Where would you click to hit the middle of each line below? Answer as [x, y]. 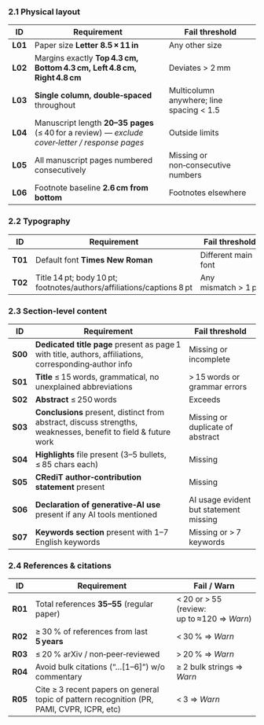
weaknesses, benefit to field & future [103, 432]
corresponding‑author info [84, 364]
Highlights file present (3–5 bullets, [101, 455]
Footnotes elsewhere [207, 193]
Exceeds [205, 399]
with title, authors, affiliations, [89, 354]
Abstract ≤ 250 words [76, 399]
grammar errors [218, 386]
